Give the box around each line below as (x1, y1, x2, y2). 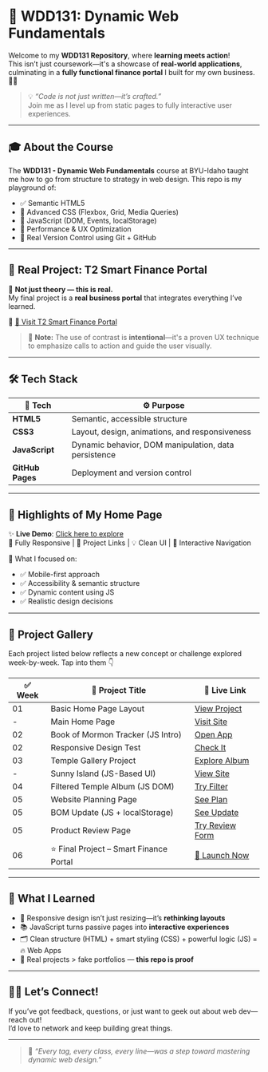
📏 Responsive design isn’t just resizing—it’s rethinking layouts (19, 913, 226, 923)
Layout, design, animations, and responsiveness (71, 426, 251, 437)
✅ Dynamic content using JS (19, 587, 115, 597)
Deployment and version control (71, 467, 191, 478)
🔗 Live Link (203, 685, 246, 695)
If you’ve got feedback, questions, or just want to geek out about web (8, 1006, 238, 1016)
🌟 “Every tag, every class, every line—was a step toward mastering (27, 1046, 250, 1056)
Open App (194, 730, 233, 740)
